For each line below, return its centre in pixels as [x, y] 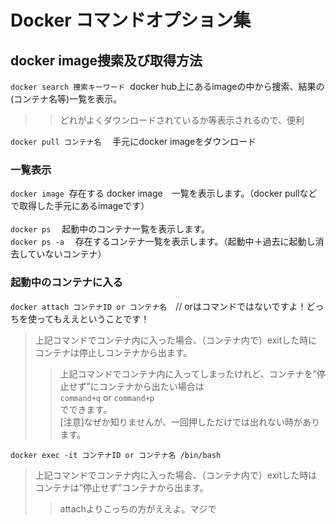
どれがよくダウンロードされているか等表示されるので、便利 [182, 120]
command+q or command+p [107, 397]
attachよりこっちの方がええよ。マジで [138, 508]
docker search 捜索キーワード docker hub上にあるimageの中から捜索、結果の [167, 86]
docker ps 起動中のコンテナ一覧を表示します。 [110, 229]
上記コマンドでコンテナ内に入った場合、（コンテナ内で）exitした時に [176, 340]
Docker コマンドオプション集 [131, 20]
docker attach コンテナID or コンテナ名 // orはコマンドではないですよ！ [158, 306]
